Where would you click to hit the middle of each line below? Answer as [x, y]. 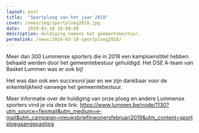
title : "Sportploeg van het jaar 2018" [58, 17]
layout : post [22, 12]
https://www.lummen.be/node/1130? [125, 105]
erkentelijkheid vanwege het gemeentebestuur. [64, 87]
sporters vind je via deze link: [43, 105]
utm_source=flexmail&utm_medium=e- [54, 111]
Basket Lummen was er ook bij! [45, 69]
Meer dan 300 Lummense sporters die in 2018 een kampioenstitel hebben [97, 56]
